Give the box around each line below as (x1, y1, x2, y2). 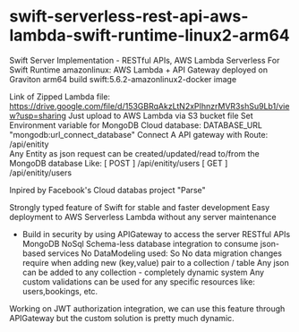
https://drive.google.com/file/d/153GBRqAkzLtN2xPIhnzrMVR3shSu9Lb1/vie (9, 100, 290, 111)
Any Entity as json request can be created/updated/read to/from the (9, 148, 260, 158)
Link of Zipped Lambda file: (9, 91, 110, 102)
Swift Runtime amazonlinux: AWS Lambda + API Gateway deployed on (9, 64, 269, 75)
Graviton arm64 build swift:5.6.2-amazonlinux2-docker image (9, 73, 237, 84)
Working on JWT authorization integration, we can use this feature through (9, 302, 286, 314)
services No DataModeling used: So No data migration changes (47, 248, 282, 259)
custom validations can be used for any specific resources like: (21, 276, 255, 287)
